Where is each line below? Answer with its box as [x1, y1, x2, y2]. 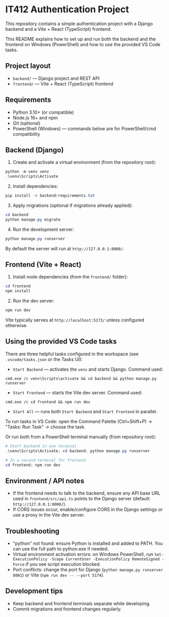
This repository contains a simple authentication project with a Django [5, 20, 153, 27]
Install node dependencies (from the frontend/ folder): [12, 274, 128, 280]
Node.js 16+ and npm [12, 114, 58, 121]
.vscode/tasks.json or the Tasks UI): [5, 356, 83, 362]
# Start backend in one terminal [5, 443, 77, 449]
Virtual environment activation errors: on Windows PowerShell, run [12, 551, 154, 557]
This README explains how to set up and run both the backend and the [5, 36, 156, 42]
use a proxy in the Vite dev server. [12, 512, 86, 518]
